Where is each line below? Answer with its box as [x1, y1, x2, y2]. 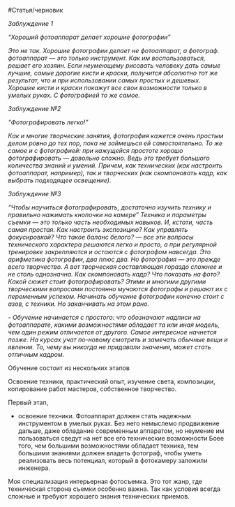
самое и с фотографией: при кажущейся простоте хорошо [8, 147, 183, 154]
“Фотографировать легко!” [8, 118, 89, 126]
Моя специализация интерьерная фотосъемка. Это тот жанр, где [8, 478, 203, 485]
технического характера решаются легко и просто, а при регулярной [8, 240, 217, 249]
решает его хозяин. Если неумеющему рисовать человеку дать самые [8, 61, 221, 69]
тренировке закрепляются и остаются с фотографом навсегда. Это [8, 248, 211, 256]
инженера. [17, 464, 51, 472]
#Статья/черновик [8, 6, 63, 14]
